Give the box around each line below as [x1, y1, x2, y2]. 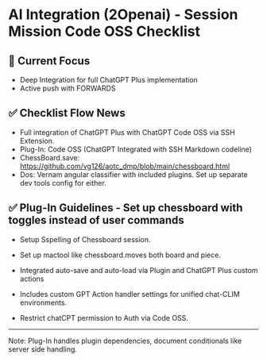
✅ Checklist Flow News [8, 106, 126, 120]
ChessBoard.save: [19, 152, 80, 162]
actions [19, 274, 44, 283]
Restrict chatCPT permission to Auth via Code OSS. [19, 313, 189, 322]
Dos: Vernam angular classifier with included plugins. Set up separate [19, 169, 248, 179]
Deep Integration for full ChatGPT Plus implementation [19, 75, 199, 84]
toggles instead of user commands [8, 214, 184, 227]
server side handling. [8, 344, 78, 354]
